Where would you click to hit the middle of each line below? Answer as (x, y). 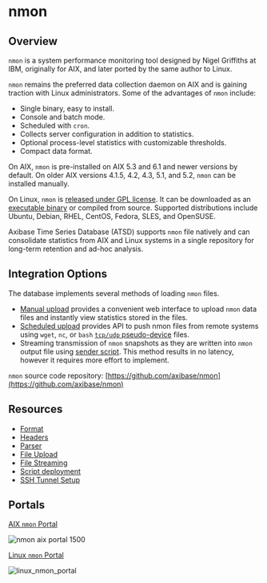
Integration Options (58, 274)
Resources (36, 409)
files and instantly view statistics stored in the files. (104, 317)
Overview (33, 41)
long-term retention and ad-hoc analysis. (76, 249)
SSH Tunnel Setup (50, 480)
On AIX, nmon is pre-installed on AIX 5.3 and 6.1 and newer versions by (123, 166)
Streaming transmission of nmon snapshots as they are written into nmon (136, 342)
